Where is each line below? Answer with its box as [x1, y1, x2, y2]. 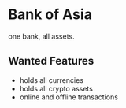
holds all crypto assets [19, 84, 93, 93]
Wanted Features [8, 54, 94, 68]
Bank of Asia [8, 6, 93, 24]
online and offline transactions [19, 92, 118, 102]
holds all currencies [19, 75, 84, 84]
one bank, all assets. [8, 32, 75, 41]
